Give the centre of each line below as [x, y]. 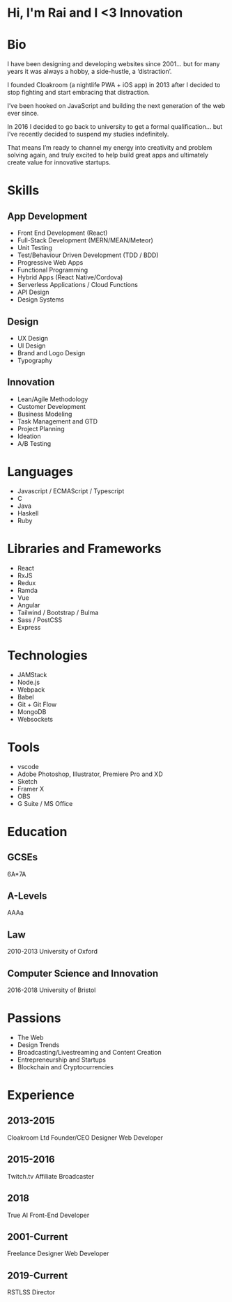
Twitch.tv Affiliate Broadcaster [51, 1176]
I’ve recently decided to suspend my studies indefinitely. [88, 134]
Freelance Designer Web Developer [58, 1254]
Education [37, 831]
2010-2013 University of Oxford [52, 952]
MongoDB [32, 711]
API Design [33, 292]
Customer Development [51, 406]
